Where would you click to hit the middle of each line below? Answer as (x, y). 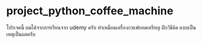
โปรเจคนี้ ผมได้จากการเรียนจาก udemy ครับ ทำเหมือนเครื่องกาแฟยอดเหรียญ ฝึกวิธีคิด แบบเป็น (101, 27)
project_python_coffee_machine (90, 11)
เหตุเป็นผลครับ (21, 34)
